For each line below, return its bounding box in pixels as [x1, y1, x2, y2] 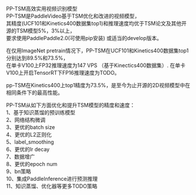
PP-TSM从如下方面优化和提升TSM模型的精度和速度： [6, 102, 135, 108]
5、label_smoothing [6, 138, 54, 146]
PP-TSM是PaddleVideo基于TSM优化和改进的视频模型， [6, 12, 140, 19]
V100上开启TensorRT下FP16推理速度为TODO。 [6, 70, 120, 76]
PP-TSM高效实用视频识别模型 [6, 5, 78, 12]
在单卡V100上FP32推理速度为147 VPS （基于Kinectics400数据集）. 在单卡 [6, 62, 186, 69]
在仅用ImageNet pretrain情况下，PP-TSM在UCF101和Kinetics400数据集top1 [6, 47, 189, 54]
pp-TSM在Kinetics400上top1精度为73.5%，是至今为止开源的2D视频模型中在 [6, 82, 190, 88]
